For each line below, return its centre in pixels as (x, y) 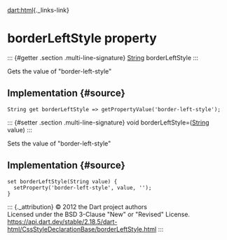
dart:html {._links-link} (39, 10)
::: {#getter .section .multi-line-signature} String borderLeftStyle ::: (103, 57)
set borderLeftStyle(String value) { (62, 181)
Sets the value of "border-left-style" (59, 143)
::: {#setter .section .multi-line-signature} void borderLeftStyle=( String (108, 122)
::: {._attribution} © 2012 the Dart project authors (77, 206)
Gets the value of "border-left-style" (60, 71)
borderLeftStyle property (82, 38)
